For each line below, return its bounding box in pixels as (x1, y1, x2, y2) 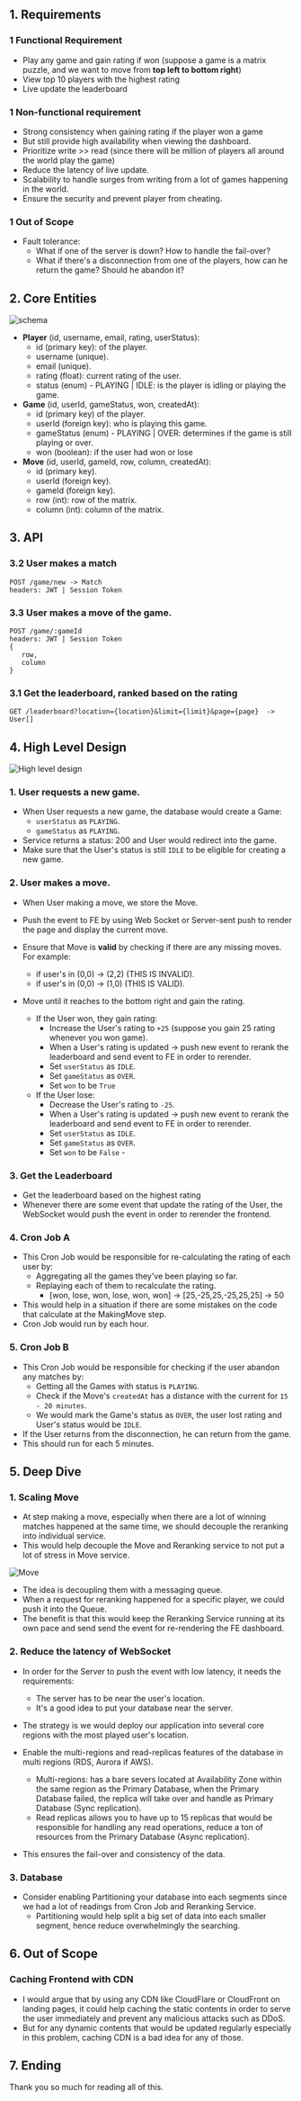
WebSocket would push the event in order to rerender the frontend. (22, 1209, 272, 1220)
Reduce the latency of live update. (22, 164, 150, 175)
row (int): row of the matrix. (35, 495, 137, 506)
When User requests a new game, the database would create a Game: (22, 806, 283, 817)
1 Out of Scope (9, 215, 75, 228)
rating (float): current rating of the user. (35, 371, 181, 382)
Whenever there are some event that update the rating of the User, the (22, 1199, 283, 1210)
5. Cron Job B (9, 1341, 69, 1353)
